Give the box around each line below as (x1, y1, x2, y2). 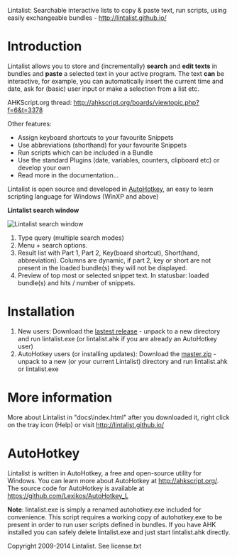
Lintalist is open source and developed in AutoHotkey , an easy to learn (7, 184, 214, 193)
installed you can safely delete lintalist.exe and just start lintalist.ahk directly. (7, 528, 231, 536)
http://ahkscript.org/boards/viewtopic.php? (73, 98, 200, 106)
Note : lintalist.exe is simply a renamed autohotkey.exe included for (7, 505, 202, 514)
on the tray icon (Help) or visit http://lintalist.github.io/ (7, 420, 165, 429)
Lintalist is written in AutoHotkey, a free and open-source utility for (7, 468, 202, 478)
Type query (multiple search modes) (17, 233, 124, 242)
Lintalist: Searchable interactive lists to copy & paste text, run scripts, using (7, 6, 227, 14)
